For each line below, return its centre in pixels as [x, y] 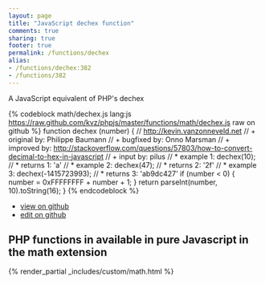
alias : [19, 61]
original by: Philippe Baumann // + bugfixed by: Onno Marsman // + [119, 139]
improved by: [30, 148]
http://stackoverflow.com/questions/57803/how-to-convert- [153, 148]
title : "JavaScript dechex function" [71, 23]
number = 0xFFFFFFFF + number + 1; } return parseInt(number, [113, 182]
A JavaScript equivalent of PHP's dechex [76, 98]
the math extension [58, 252]
